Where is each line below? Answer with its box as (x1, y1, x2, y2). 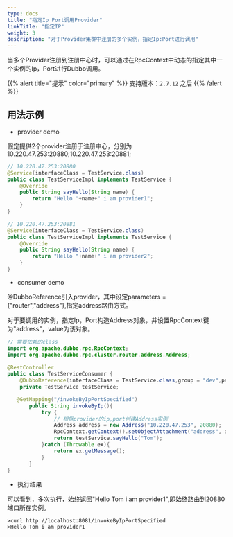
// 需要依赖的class (7, 338, 58, 345)
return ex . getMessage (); (53, 448, 126, 455)
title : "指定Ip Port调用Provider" (7, 17, 103, 24)
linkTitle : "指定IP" (7, 23, 64, 30)
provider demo (17, 127, 60, 136)
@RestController (7, 364, 54, 371)
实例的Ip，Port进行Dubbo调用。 (12, 64, 105, 73)
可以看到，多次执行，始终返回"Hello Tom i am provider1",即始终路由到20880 (7, 495, 225, 503)
